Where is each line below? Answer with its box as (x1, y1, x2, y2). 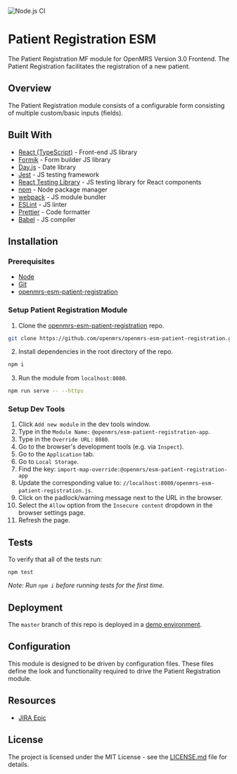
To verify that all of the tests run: (8, 555, 103, 563)
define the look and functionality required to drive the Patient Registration (8, 666, 221, 675)
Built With (8, 129, 52, 141)
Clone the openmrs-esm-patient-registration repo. (18, 321, 165, 330)
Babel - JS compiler (18, 215, 76, 223)
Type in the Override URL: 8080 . (18, 435, 110, 444)
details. (8, 760, 30, 768)
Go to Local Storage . (18, 458, 79, 466)
